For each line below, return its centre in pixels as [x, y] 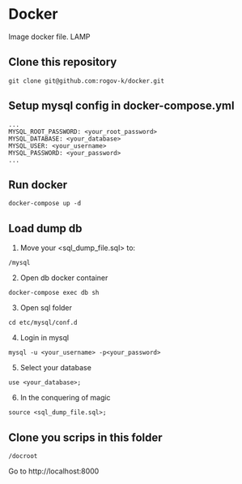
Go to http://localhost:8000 [54, 471]
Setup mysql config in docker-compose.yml [121, 106]
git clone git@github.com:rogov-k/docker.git [86, 81]
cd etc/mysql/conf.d [43, 323]
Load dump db [45, 228]
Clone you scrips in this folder [86, 437]
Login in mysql [45, 338]
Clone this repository [63, 62]
